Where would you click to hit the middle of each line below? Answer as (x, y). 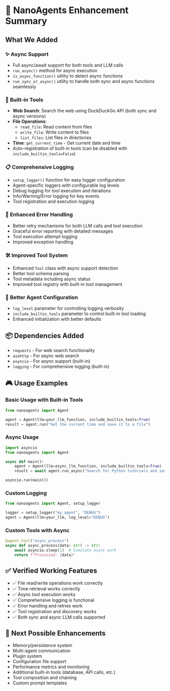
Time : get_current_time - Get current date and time (66, 143)
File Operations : (30, 121)
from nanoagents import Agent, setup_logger (53, 504)
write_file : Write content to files (55, 132)
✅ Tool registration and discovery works (54, 611)
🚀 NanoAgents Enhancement (67, 10)
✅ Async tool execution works (44, 594)
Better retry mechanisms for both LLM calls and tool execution (77, 226)
